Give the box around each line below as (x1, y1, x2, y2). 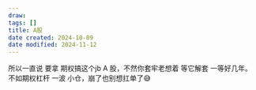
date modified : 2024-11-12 (8, 41, 97, 49)
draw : (8, 11, 26, 20)
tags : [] (8, 19, 37, 27)
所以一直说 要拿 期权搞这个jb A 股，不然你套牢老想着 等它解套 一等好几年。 (8, 64, 253, 73)
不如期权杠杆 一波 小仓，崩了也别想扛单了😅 (8, 73, 152, 83)
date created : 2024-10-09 (8, 33, 93, 42)
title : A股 (8, 26, 43, 34)
